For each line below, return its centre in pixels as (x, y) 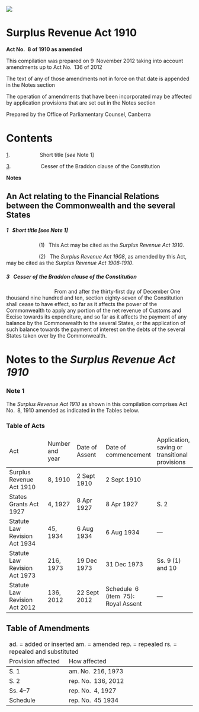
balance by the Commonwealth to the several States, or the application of (96, 323)
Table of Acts (26, 426)
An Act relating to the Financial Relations (83, 196)
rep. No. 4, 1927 (93, 691)
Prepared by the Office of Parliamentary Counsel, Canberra (78, 114)
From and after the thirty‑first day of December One (117, 292)
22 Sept (88, 593)
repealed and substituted (44, 651)
